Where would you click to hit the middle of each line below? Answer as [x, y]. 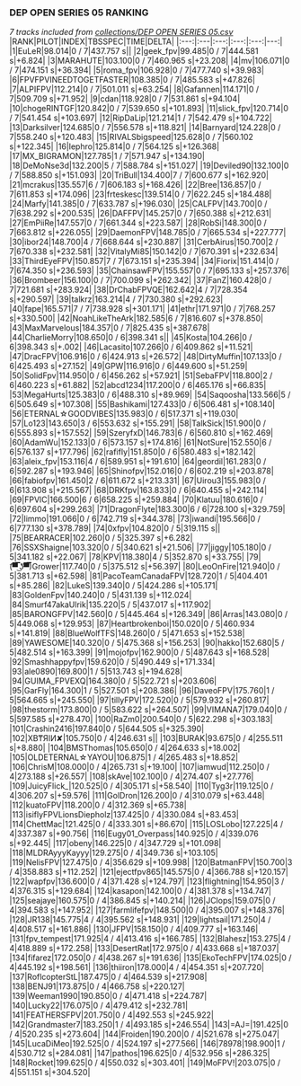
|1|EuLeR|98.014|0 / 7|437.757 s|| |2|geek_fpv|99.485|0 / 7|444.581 [134, 51]
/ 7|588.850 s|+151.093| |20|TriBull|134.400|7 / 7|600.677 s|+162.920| [139, 175]
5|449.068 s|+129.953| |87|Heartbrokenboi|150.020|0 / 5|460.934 [132, 624]
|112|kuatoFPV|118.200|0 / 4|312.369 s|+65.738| [98, 805]
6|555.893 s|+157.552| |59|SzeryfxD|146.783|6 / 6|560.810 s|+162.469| [142, 433]
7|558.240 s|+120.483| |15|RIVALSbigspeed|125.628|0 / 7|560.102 [132, 137]
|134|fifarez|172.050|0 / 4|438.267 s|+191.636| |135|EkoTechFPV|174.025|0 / [150, 958]
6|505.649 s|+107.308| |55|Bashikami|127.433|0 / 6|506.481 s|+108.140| [142, 404]
